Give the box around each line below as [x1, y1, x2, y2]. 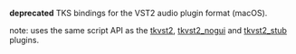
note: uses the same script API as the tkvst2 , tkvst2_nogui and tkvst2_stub [9, 25, 288, 35]
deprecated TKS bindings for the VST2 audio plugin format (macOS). [9, 8, 268, 18]
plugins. [9, 35, 39, 45]
